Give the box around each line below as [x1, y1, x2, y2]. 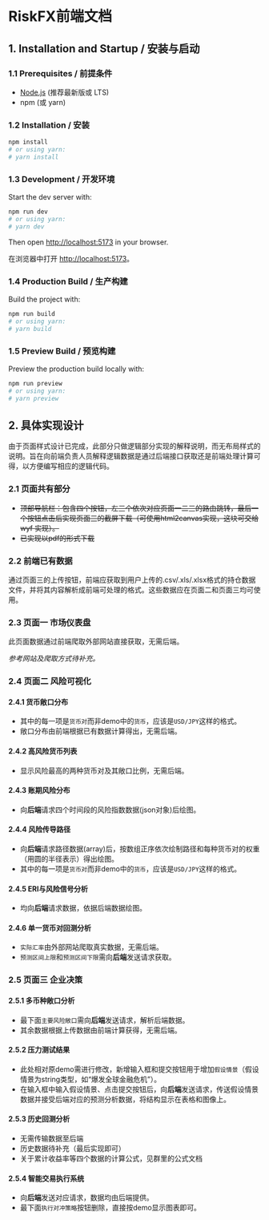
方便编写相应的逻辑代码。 [29, 462, 114, 471]
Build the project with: [8, 294, 81, 305]
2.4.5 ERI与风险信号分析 [8, 883, 88, 894]
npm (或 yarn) [19, 97, 66, 107]
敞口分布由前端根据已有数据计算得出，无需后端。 [19, 726, 182, 736]
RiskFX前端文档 [8, 7, 113, 26]
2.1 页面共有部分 [8, 483, 70, 495]
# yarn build [8, 325, 52, 333]
